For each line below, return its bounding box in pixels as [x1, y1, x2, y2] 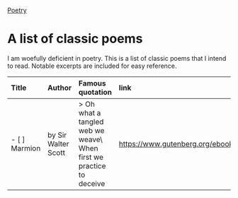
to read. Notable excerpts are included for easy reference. [7, 62, 177, 70]
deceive [78, 178, 106, 188]
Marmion [11, 143, 41, 153]
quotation [78, 87, 112, 97]
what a [78, 107, 101, 117]
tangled [78, 117, 104, 127]
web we [78, 125, 105, 135]
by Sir [47, 130, 67, 140]
